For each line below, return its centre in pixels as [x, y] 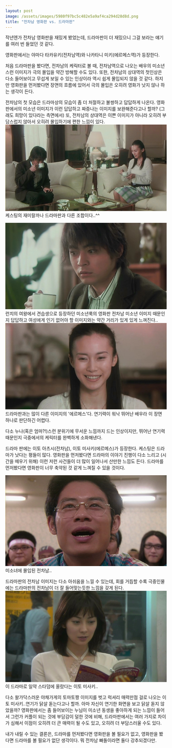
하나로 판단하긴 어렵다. [28, 420]
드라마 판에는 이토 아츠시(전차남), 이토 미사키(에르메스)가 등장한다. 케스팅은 [80, 448]
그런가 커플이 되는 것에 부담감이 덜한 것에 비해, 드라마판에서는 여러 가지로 [84, 716]
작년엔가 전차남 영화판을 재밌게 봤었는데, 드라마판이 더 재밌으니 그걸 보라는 [80, 38]
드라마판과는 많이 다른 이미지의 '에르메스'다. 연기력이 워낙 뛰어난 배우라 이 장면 [84, 414]
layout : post [19, 11]
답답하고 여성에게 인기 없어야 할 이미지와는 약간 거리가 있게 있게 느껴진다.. [84, 320]
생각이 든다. [22, 91]
